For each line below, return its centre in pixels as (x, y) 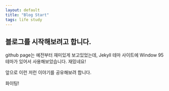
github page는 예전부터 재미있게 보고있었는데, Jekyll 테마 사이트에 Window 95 (84, 55)
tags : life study (24, 20)
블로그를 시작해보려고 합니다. (48, 42)
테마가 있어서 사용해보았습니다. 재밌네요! (46, 62)
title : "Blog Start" (27, 15)
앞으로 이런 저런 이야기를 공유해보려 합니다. (48, 72)
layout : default (23, 10)
